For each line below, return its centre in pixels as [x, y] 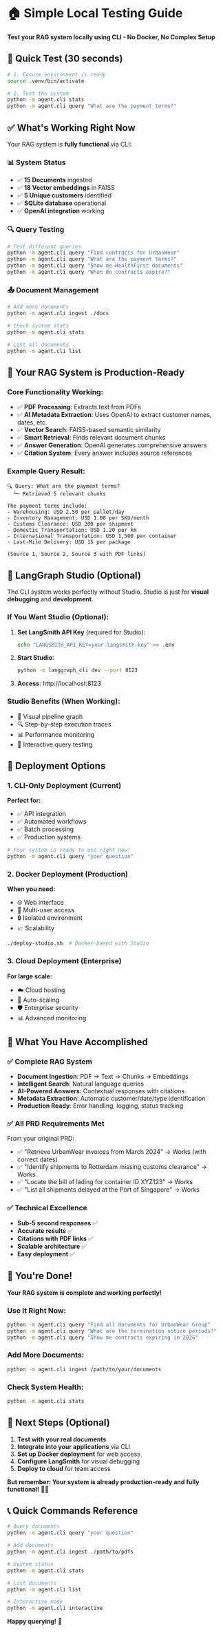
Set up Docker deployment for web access [79, 1454]
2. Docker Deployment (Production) [68, 874]
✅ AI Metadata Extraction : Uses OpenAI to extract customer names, [114, 415]
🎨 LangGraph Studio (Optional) [74, 575]
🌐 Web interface [40, 903]
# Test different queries [44, 246]
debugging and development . [50, 599]
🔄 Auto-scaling [38, 1000]
